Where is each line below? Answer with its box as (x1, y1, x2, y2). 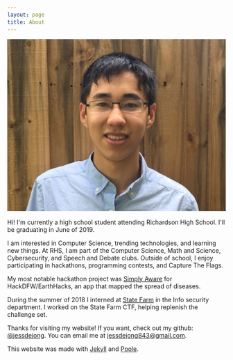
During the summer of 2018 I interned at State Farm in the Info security (7, 295, 209, 304)
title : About (7, 18, 45, 26)
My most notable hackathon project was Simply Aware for (7, 274, 173, 283)
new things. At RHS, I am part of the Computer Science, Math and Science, (7, 246, 221, 254)
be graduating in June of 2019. (7, 225, 95, 233)
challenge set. (7, 310, 48, 318)
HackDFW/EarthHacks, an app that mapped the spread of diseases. (7, 282, 201, 290)
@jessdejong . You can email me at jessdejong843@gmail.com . (7, 331, 187, 339)
